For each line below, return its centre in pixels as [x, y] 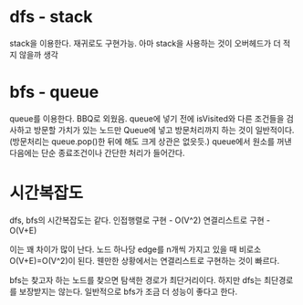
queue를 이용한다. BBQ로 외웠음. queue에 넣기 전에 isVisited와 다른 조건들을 [147, 118]
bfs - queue [54, 92]
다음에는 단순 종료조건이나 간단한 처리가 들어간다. [97, 152]
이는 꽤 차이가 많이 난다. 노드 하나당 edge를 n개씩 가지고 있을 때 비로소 [136, 249]
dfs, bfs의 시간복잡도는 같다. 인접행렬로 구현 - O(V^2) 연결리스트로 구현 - [140, 220]
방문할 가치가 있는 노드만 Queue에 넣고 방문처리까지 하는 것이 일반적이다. [164, 130]
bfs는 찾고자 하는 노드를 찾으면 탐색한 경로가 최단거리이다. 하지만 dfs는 [136, 279]
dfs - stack [51, 17]
